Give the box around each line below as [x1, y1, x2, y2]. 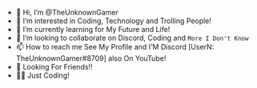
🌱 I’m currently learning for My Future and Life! [15, 25, 171, 34]
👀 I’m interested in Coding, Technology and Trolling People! [15, 16, 212, 26]
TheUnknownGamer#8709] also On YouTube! [15, 54, 167, 63]
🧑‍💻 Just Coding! [15, 70, 70, 80]
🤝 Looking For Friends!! [15, 62, 93, 71]
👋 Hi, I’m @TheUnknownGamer [15, 8, 118, 17]
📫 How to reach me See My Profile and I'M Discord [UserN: [15, 42, 215, 51]
